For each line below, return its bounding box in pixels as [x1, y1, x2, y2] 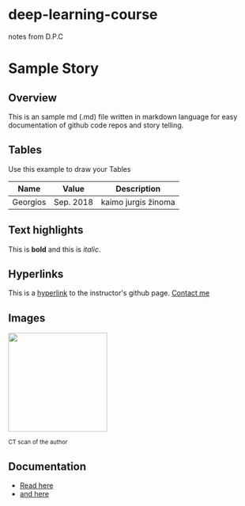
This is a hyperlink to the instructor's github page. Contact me [8, 288, 210, 298]
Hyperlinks [8, 267, 64, 280]
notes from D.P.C [8, 32, 64, 41]
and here [19, 489, 50, 498]
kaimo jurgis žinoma [100, 196, 175, 207]
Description [115, 183, 160, 194]
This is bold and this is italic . [8, 244, 101, 254]
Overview [8, 91, 58, 105]
